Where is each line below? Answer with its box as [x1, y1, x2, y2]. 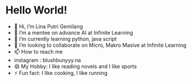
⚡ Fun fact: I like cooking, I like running [14, 69, 108, 76]
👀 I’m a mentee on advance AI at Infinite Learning [14, 29, 133, 36]
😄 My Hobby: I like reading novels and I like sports [14, 63, 137, 70]
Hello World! [5, 4, 68, 17]
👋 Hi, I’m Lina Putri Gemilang [14, 23, 83, 30]
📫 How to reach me [14, 48, 63, 55]
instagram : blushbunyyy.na [14, 56, 82, 63]
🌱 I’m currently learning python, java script [14, 35, 117, 42]
